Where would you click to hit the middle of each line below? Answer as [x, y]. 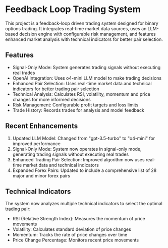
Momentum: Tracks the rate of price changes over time [70, 235]
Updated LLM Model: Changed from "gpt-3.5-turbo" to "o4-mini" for [84, 138]
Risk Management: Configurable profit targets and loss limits [75, 105]
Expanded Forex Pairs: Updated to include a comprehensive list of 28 [85, 170]
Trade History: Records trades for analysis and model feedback [78, 110]
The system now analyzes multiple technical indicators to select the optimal [84, 204]
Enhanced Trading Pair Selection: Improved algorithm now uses [78, 159]
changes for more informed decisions [51, 99]
